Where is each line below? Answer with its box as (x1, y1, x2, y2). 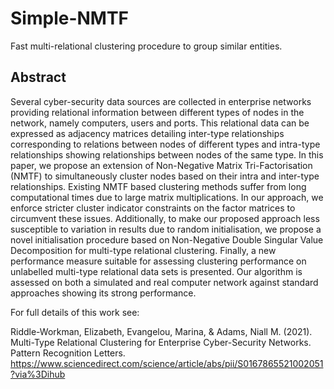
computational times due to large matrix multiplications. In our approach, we (10, 191, 324, 203)
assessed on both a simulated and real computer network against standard (10, 276, 319, 288)
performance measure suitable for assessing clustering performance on (10, 255, 307, 267)
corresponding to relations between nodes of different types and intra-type (10, 138, 321, 150)
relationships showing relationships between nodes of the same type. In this (10, 148, 324, 161)
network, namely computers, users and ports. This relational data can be (10, 117, 310, 129)
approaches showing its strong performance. (10, 287, 197, 299)
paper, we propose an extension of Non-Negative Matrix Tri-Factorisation (10, 159, 313, 171)
